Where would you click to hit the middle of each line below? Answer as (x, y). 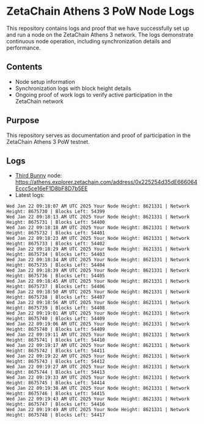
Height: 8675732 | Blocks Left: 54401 (56, 233)
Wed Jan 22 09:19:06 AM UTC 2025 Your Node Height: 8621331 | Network (98, 324)
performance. (24, 48)
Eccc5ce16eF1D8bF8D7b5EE (51, 188)
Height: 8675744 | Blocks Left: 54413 (56, 372)
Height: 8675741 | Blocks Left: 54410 (56, 340)
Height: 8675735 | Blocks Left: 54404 (56, 265)
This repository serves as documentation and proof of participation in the (99, 135)
